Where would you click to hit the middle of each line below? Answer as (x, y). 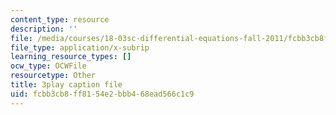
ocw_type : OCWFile (48, 66)
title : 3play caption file (66, 85)
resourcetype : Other (53, 76)
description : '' (44, 29)
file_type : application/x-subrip (80, 47)
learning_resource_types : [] (71, 57)
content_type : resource (60, 19)
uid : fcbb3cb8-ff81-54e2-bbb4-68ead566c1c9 (102, 94)
